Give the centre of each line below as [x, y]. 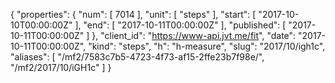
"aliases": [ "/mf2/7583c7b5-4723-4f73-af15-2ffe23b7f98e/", [137, 57]
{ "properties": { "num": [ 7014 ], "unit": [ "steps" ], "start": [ [133, 14]
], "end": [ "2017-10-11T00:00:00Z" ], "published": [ [180, 25]
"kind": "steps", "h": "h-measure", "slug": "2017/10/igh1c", [207, 46]
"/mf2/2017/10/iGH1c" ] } [61, 67]
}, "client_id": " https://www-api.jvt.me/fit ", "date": [194, 35]
